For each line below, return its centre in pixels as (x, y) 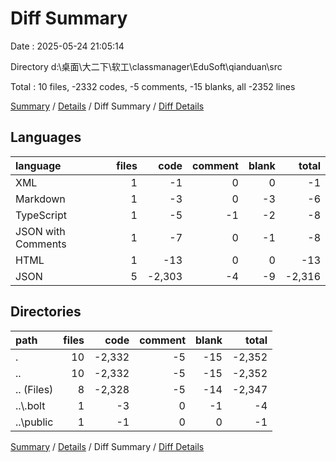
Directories (46, 312)
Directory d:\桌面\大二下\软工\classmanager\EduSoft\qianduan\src (146, 66)
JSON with (40, 231)
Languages (46, 137)
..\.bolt (30, 405)
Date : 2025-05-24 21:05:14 (67, 46)
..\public (34, 422)
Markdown (40, 199)
